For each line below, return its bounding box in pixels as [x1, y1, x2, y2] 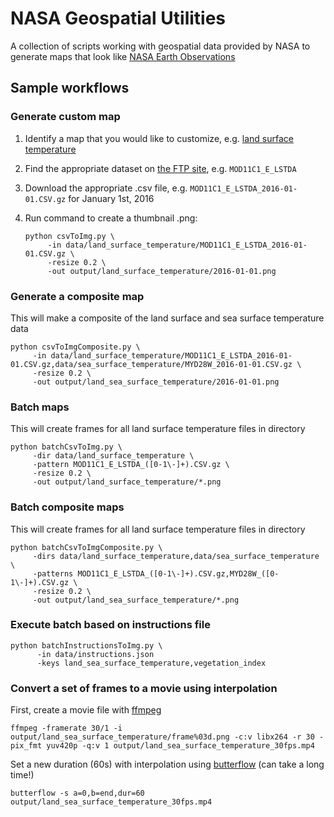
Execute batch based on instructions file [10, 618, 211, 632]
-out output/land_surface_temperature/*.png [32, 477, 222, 487]
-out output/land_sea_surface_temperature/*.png [32, 595, 240, 605]
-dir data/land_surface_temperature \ [32, 451, 195, 461]
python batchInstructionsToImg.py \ [10, 640, 163, 651]
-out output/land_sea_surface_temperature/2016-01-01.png [32, 377, 280, 387]
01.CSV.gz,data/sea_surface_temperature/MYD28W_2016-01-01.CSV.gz [10, 359, 293, 369]
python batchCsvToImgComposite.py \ [10, 542, 163, 552]
